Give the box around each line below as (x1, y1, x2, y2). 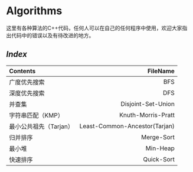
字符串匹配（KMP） (9, 111, 64, 119)
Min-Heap (145, 144, 175, 152)
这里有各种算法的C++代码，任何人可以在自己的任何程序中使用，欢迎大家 (6, 24, 182, 31)
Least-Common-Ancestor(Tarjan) (79, 122, 175, 130)
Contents (9, 67, 36, 75)
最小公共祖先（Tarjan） (9, 122, 74, 131)
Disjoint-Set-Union (120, 99, 175, 108)
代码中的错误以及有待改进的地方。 (11, 31, 94, 39)
